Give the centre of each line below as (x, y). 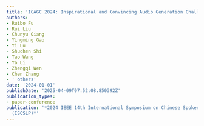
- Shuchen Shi (24, 51)
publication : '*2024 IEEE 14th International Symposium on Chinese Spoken (103, 108)
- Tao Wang (20, 57)
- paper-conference (31, 102)
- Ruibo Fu (20, 23)
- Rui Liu (19, 29)
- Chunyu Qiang (25, 35)
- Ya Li (16, 62)
